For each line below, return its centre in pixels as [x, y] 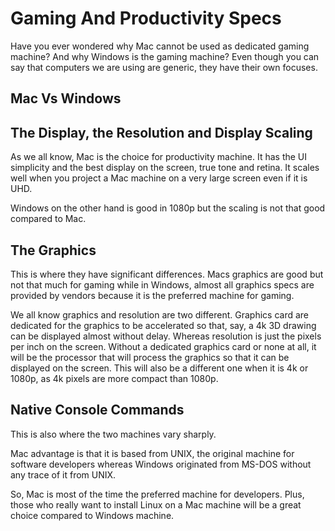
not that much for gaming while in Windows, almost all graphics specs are [162, 284]
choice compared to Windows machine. [92, 515]
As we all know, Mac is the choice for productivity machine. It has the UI [159, 157]
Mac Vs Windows [66, 98]
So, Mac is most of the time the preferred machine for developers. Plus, [157, 494]
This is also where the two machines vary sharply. [113, 434]
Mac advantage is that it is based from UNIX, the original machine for [152, 453]
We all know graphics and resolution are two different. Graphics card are [160, 314]
